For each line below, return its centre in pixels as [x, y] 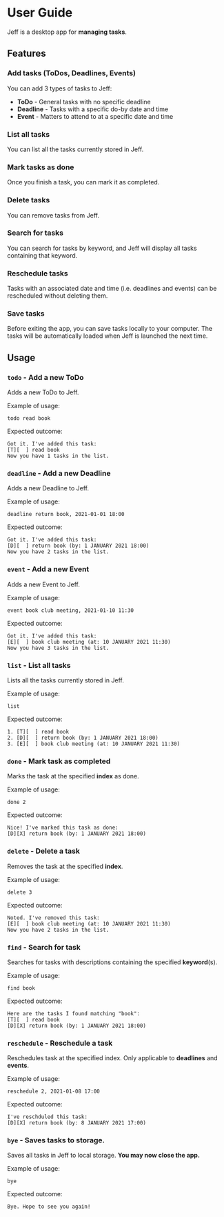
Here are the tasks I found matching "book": [73, 1013]
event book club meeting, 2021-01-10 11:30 [71, 610]
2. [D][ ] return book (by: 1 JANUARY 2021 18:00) [83, 738]
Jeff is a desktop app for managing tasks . [67, 32]
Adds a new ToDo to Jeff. [43, 392]
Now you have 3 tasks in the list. [58, 648]
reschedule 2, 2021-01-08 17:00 [53, 1092]
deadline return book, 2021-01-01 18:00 [66, 515]
